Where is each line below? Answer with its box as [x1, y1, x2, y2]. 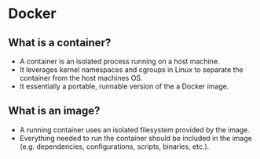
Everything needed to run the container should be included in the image [19, 133, 253, 143]
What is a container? [8, 36, 112, 49]
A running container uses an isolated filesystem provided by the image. [19, 125, 250, 134]
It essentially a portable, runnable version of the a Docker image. [19, 81, 229, 91]
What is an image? [8, 104, 101, 117]
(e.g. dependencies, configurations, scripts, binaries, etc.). [19, 142, 210, 151]
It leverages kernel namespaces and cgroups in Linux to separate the [19, 65, 244, 74]
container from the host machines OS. [19, 74, 143, 82]
